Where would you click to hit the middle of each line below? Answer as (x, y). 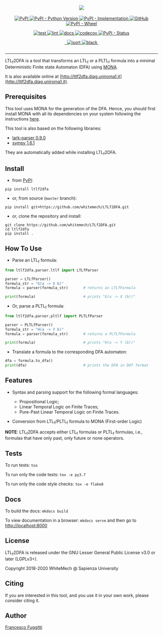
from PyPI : (23, 180)
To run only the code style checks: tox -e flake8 (54, 484)
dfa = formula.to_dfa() (29, 361)
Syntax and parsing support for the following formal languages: (75, 392)
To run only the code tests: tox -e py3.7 (45, 475)
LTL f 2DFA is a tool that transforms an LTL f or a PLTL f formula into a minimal (80, 61)
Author (16, 615)
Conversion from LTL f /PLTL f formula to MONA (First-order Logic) (77, 422)
